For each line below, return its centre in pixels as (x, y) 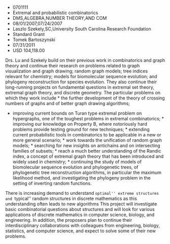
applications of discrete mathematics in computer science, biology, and (80, 215)
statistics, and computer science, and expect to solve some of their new (80, 231)
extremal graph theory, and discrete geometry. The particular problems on (83, 93)
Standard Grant (28, 34)
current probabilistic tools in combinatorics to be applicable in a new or (87, 135)
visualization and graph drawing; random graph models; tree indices (77, 71)
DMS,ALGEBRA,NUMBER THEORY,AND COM (60, 18)
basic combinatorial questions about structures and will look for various (80, 209)
